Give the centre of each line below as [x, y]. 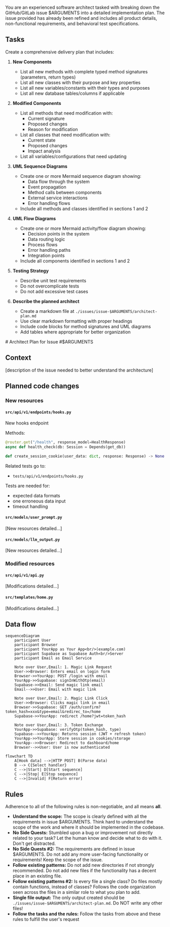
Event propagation [47, 187]
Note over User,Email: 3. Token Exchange [59, 725]
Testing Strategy [31, 271]
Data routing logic [46, 239]
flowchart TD [19, 756]
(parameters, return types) [48, 77]
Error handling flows [49, 203]
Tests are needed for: [28, 486]
